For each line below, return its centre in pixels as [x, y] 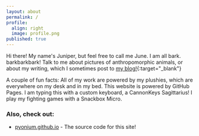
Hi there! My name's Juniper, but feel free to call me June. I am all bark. [94, 56]
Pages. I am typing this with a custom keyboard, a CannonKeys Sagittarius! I [99, 93]
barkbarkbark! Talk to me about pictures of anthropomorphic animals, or [94, 62]
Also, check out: [30, 114]
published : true [26, 39]
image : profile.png [36, 34]
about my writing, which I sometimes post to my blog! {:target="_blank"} [94, 68]
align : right [28, 28]
